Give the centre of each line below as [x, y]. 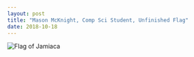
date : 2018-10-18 [32, 26]
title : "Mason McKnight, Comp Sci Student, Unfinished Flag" [98, 20]
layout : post [26, 14]
